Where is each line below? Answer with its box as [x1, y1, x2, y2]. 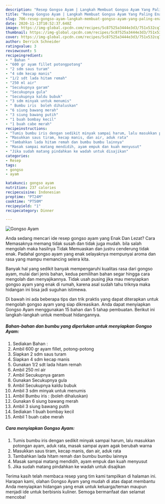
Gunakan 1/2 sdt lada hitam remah [12, 362, 82, 368]
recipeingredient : [5, 53, 43, 58]
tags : [5, 163, 17, 168]
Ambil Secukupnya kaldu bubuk [12, 383, 77, 388]
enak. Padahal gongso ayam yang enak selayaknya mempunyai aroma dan [5, 251, 156, 257]
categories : [5, 153, 30, 158]
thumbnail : [5, 30, 28, 35]
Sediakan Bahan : [12, 341, 48, 347]
